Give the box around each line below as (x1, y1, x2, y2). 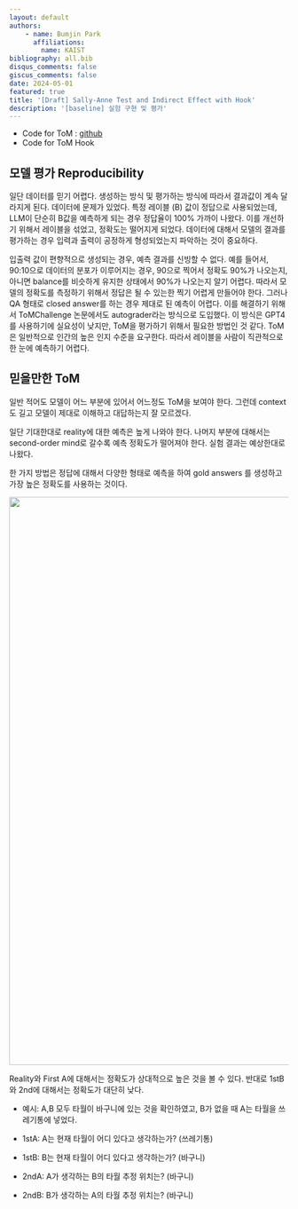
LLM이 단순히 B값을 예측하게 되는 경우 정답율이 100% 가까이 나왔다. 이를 (9, 213, 262, 224)
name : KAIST (41, 46, 86, 55)
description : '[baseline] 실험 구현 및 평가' (9, 104, 168, 113)
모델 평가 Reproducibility (9, 165, 145, 180)
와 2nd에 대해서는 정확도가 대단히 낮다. (9, 1084, 145, 1094)
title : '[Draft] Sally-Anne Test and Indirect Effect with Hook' (9, 95, 255, 105)
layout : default (9, 12, 69, 22)
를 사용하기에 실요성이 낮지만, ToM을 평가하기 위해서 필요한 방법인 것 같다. (9, 320, 266, 331)
